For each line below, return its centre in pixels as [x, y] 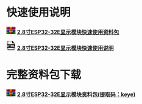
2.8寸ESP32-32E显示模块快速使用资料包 [68, 32]
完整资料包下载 [44, 75]
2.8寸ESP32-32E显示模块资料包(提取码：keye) [76, 94]
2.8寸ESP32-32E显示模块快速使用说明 [65, 48]
